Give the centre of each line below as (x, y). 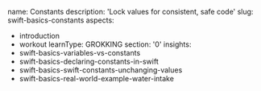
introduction (39, 36)
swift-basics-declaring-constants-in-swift (89, 61)
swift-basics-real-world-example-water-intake (97, 79)
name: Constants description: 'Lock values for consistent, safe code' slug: (130, 12)
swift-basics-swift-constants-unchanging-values (101, 70)
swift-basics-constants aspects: (61, 20)
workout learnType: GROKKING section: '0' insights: (105, 44)
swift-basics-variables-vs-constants (80, 53)
